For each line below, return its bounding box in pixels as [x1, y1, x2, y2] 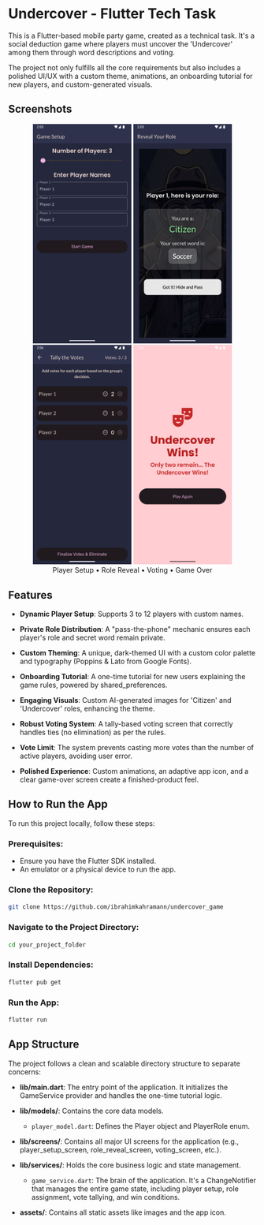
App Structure [8, 1038, 80, 1051]
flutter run [8, 1015, 47, 1024]
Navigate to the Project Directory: [8, 922, 139, 933]
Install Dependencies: [8, 959, 94, 970]
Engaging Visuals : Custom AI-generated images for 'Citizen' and [19, 695, 232, 704]
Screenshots [8, 103, 73, 116]
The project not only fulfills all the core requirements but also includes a [8, 62, 241, 72]
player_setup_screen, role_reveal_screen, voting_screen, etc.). [19, 1145, 222, 1154]
